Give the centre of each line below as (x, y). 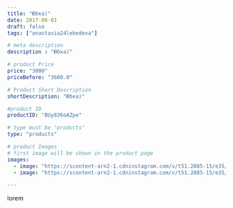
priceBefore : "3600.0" (40, 77)
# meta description (35, 46)
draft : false (26, 26)
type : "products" (32, 135)
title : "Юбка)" (29, 14)
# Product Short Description (49, 90)
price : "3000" (28, 71)
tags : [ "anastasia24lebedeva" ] (52, 33)
